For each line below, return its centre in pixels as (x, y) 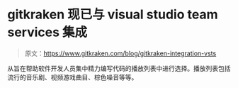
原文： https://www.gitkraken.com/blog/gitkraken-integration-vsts (120, 53)
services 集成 (47, 32)
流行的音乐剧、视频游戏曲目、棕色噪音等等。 (73, 77)
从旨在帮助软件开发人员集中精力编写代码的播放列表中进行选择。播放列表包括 (119, 68)
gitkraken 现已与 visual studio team (113, 15)
